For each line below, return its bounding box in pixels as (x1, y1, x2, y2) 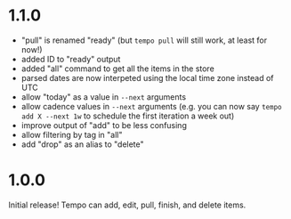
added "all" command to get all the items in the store (20, 63, 214, 74)
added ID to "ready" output (20, 53, 121, 64)
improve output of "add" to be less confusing (20, 119, 188, 130)
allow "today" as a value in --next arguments (20, 91, 187, 102)
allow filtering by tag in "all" (20, 129, 123, 140)
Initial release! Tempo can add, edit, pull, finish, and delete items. (8, 199, 247, 210)
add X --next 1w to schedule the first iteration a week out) (20, 110, 235, 121)
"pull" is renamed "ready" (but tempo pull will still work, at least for (20, 35, 268, 45)
